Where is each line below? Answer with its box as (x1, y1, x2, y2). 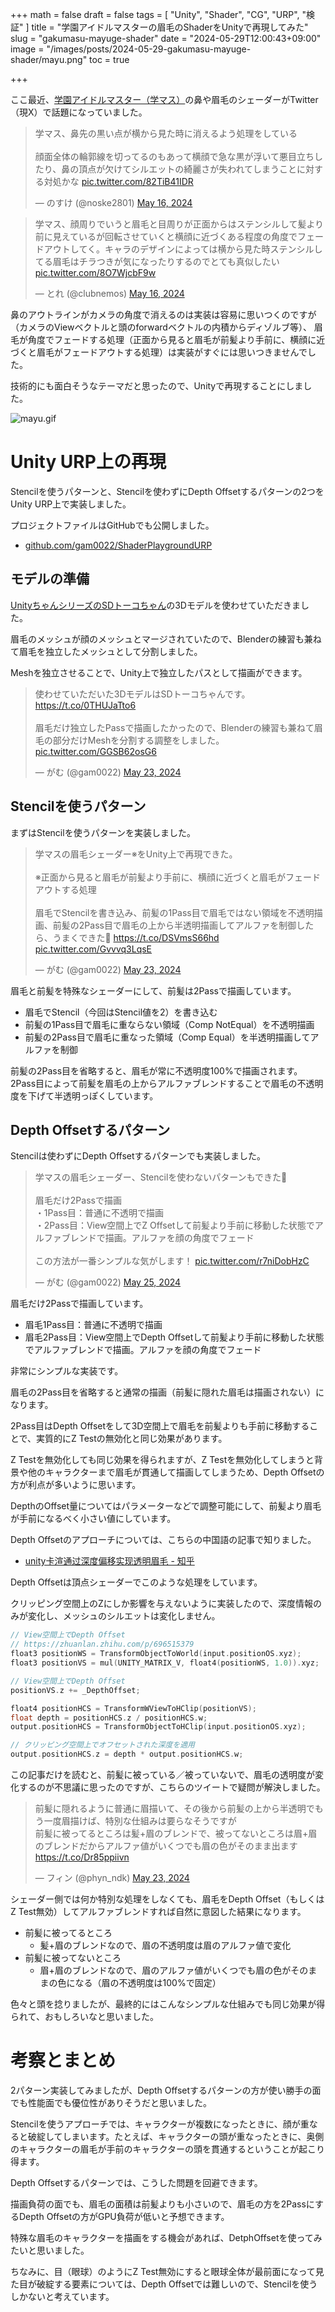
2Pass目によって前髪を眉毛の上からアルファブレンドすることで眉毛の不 (10, 1077, 307, 1089)
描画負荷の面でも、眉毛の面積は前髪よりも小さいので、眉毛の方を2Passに (10, 2198, 315, 2210)
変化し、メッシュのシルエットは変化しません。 (27, 1610, 221, 1622)
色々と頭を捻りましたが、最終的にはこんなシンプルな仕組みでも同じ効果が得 (10, 1998, 326, 2010)
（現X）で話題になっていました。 (10, 106, 148, 118)
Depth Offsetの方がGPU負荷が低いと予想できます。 (18, 2210, 230, 2222)
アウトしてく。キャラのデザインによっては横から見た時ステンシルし (43, 243, 323, 255)
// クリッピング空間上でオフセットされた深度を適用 (10, 1740, 195, 1750)
